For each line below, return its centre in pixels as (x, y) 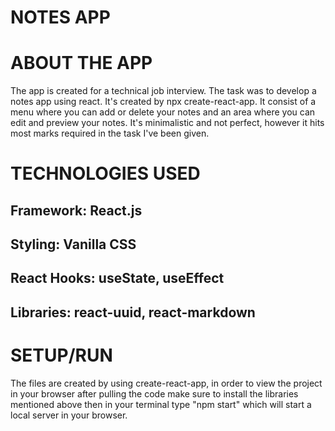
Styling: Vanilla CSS (73, 244)
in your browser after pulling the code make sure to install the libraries (154, 393)
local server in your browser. (69, 415)
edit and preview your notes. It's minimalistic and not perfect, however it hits (167, 123)
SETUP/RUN (61, 355)
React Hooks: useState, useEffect (117, 278)
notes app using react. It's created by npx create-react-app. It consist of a (163, 102)
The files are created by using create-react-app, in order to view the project (166, 383)
